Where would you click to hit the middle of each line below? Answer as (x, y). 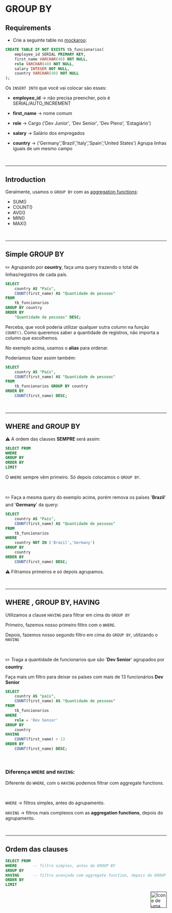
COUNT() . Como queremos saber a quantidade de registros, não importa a (82, 332)
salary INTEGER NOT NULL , (42, 69)
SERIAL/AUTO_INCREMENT (42, 104)
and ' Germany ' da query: (32, 505)
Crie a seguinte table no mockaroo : (50, 40)
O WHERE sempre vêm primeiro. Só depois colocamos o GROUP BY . (73, 477)
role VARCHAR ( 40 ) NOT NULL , (44, 64)
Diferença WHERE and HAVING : (40, 771)
